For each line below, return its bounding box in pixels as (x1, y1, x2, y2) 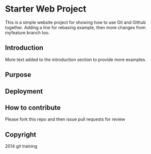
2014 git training (5, 143, 38, 149)
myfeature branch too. (5, 30, 50, 35)
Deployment (5, 87, 43, 95)
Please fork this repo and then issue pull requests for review (5, 116, 125, 122)
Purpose (5, 71, 32, 79)
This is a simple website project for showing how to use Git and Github (5, 19, 146, 25)
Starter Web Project (5, 3, 86, 15)
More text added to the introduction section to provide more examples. (5, 57, 147, 62)
